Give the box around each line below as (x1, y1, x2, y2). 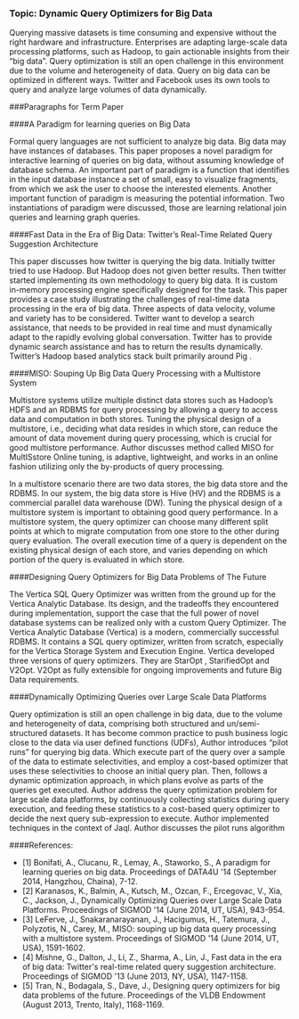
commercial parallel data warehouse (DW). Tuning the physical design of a (9, 498, 283, 509)
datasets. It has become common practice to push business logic (49, 728, 288, 739)
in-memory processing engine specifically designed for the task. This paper (9, 285, 287, 295)
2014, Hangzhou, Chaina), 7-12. (21, 876, 138, 887)
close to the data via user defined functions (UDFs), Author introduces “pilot (9, 737, 289, 748)
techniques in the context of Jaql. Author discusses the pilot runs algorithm (9, 823, 285, 833)
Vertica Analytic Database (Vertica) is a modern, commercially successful (9, 627, 279, 638)
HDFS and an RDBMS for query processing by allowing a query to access (9, 404, 279, 415)
